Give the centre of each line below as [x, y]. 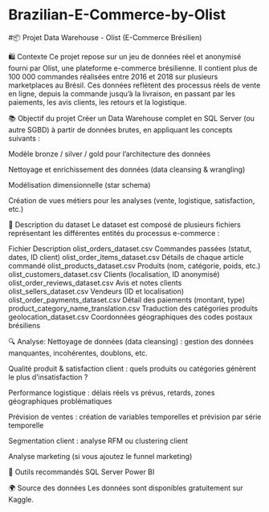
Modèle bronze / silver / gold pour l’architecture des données [110, 153]
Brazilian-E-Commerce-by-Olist [117, 15]
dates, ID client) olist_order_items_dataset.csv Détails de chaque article [126, 257]
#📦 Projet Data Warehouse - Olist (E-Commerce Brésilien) [105, 37]
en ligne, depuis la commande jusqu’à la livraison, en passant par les [122, 93]
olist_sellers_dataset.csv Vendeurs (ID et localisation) [96, 291]
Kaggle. [21, 499]
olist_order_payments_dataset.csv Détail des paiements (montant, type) [127, 299]
